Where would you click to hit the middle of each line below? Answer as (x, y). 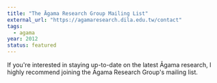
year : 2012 (23, 39)
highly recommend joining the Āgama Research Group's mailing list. (103, 72)
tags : (15, 26)
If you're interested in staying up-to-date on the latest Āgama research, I (109, 65)
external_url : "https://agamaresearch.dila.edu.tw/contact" (95, 20)
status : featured (32, 45)
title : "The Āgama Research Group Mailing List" (78, 13)
